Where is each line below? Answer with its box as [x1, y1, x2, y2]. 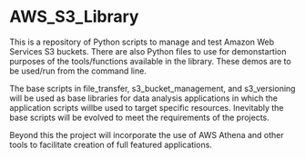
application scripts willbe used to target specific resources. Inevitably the [9, 102, 284, 113]
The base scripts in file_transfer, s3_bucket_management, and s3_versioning [9, 83, 296, 94]
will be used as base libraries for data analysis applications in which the [9, 93, 278, 104]
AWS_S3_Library [9, 6, 139, 27]
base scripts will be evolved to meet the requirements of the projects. [9, 112, 270, 123]
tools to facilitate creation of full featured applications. [9, 139, 212, 150]
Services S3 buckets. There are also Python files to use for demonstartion [9, 45, 287, 56]
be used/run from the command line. [9, 65, 147, 76]
